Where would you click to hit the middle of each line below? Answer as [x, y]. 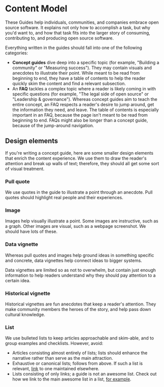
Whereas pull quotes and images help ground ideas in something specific [80, 255]
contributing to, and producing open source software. [60, 38]
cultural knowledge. [25, 314]
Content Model [36, 9]
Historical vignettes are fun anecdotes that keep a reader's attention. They [81, 304]
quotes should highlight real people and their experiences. [64, 198]
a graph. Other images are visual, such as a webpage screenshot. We [76, 226]
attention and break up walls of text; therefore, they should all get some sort [82, 163]
